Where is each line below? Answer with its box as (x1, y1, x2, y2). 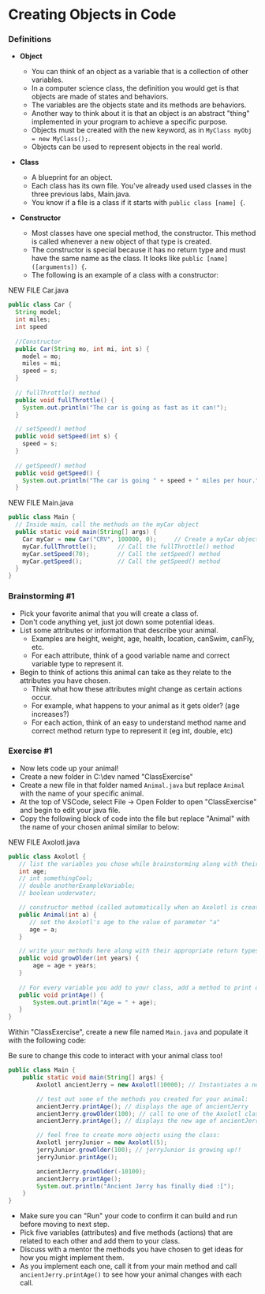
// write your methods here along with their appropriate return (18, 947, 238, 955)
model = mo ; (22, 352, 62, 360)
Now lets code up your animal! (19, 763, 119, 773)
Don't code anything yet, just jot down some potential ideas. (19, 617, 215, 626)
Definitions (8, 34, 52, 45)
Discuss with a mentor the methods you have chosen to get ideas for (19, 1244, 244, 1255)
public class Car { (8, 301, 73, 309)
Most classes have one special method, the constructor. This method (31, 229, 256, 238)
